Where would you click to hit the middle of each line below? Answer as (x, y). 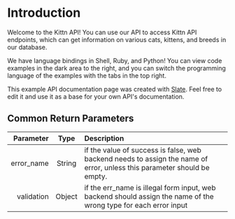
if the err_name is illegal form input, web (150, 188)
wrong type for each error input (136, 205)
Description (104, 138)
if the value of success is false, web (143, 150)
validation (33, 196)
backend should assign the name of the (149, 196)
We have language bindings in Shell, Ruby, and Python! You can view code (115, 60)
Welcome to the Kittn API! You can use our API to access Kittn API (102, 32)
